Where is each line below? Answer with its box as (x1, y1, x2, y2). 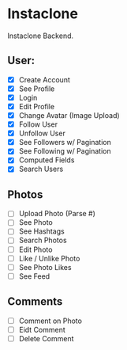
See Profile (18, 84, 55, 93)
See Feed (18, 271, 50, 281)
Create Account (18, 74, 70, 84)
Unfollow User (18, 128, 66, 139)
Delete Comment (18, 333, 74, 343)
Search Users (18, 164, 64, 174)
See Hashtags (18, 226, 65, 236)
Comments (7, 295, 63, 309)
